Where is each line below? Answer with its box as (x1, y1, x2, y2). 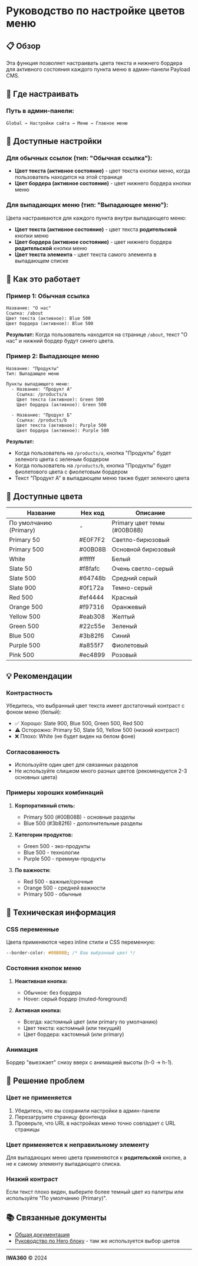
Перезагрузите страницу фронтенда (14, 1113, 107, 1120)
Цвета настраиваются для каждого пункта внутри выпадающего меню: (6, 214, 187, 221)
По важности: (14, 866, 51, 874)
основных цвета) (14, 774, 58, 781)
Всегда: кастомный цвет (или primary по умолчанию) (23, 1018, 158, 1025)
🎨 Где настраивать (6, 89, 79, 99)
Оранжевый (111, 603, 146, 611)
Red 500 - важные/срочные (23, 878, 93, 885)
